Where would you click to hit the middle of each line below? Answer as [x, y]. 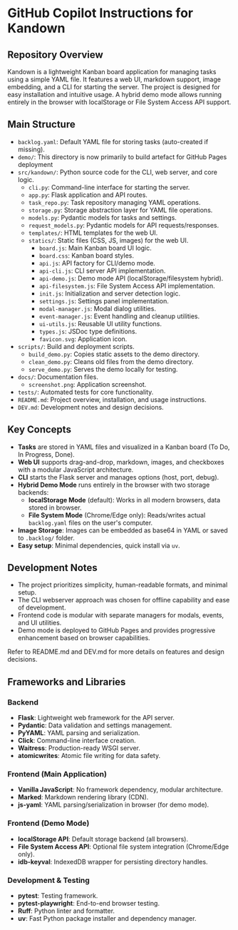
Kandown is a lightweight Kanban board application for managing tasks [112, 72]
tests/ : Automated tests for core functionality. [86, 392]
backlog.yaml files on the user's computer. [90, 522]
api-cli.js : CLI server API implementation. [102, 271]
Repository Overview [55, 55]
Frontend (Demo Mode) [48, 824]
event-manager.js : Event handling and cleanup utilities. [119, 316]
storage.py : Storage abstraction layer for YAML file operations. [120, 210]
